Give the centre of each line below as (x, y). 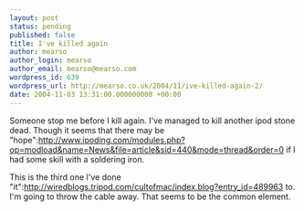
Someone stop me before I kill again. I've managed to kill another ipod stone (152, 121)
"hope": (24, 140)
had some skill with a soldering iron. (77, 159)
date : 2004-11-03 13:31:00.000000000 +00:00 (95, 94)
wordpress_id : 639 (44, 78)
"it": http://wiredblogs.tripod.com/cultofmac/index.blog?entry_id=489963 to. (152, 186)
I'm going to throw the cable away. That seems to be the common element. (150, 196)
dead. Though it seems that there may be (87, 130)
